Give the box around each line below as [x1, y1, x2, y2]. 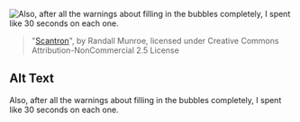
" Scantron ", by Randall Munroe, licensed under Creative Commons [31, 36, 279, 46]
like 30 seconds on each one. [9, 104, 119, 115]
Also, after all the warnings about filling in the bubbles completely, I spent [9, 94, 282, 105]
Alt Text [9, 71, 54, 86]
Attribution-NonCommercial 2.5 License [31, 45, 180, 56]
